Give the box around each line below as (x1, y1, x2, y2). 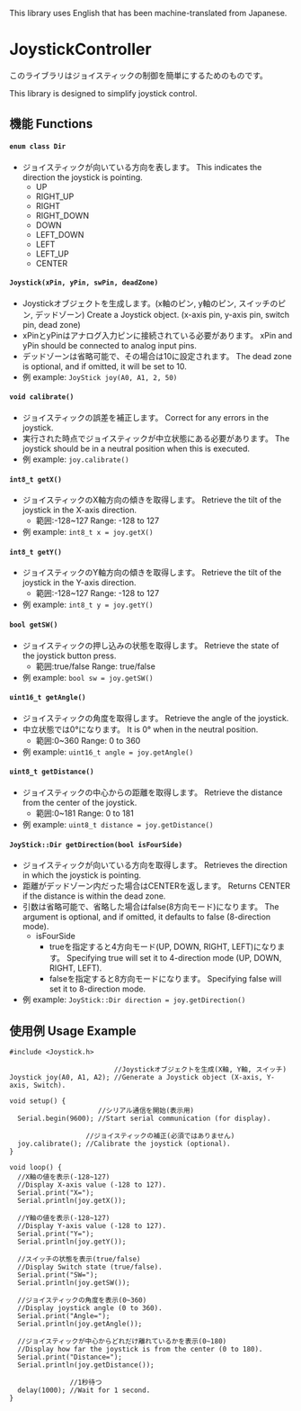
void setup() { (9, 1096, 66, 1106)
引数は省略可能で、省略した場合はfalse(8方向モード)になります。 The (22, 901, 279, 912)
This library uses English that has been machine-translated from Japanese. (9, 8, 288, 18)
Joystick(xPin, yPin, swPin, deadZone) (9, 278, 159, 287)
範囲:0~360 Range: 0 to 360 (35, 735, 141, 746)
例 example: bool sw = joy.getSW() (22, 672, 154, 683)
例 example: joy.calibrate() (22, 454, 129, 465)
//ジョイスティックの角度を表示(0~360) (17, 1296, 147, 1305)
